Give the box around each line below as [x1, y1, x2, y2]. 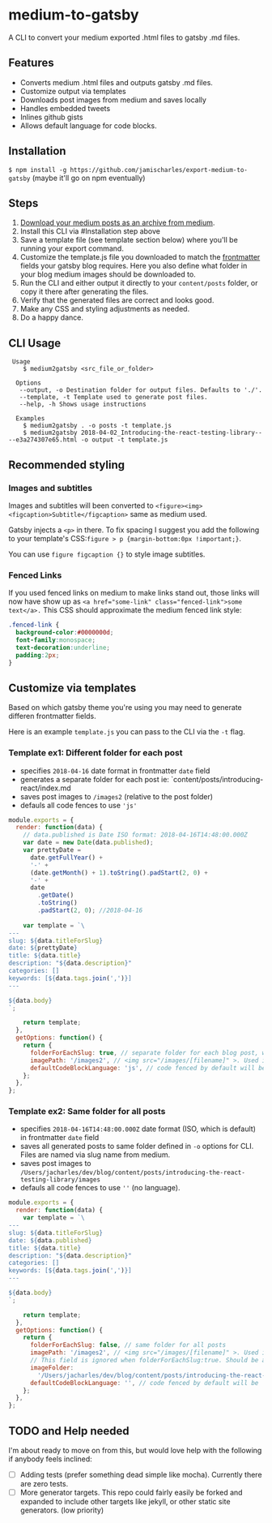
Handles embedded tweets [19, 103, 111, 113]
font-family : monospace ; [15, 635, 96, 644]
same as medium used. [130, 509, 208, 518]
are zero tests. [19, 1479, 69, 1489]
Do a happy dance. [19, 312, 83, 322]
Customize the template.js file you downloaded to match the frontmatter [19, 252, 261, 262]
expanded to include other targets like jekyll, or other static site [19, 1497, 231, 1507]
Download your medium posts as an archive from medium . [19, 217, 215, 228]
